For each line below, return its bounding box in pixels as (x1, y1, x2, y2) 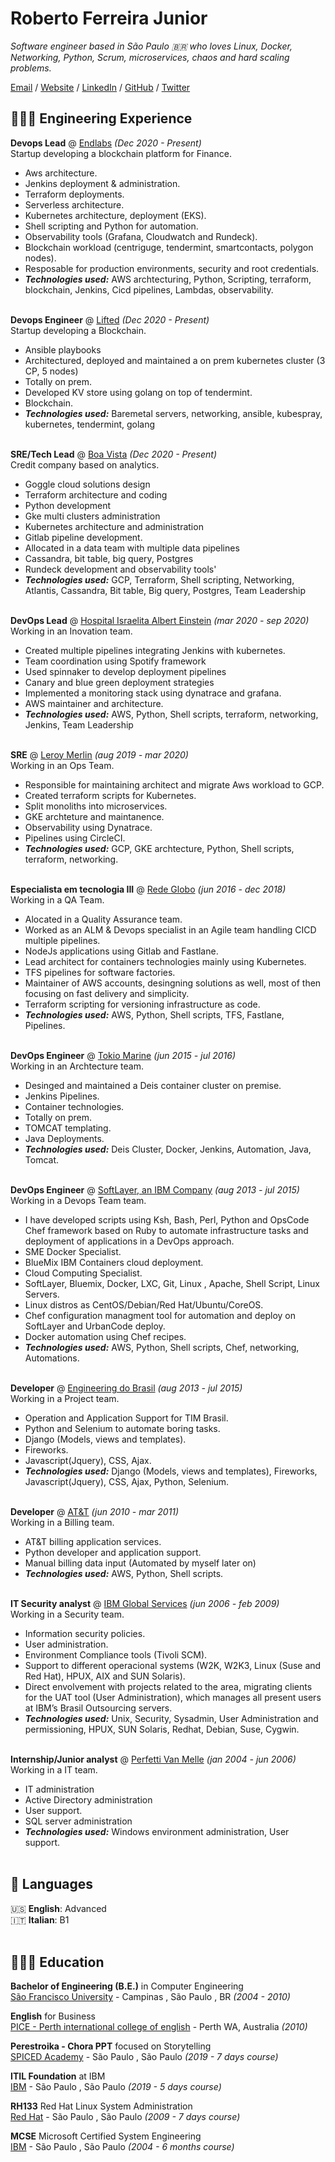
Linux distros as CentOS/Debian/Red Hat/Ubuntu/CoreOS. (24, 1298, 264, 1311)
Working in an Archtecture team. (10, 1060, 144, 1072)
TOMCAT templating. (24, 1122, 112, 1134)
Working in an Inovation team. (10, 625, 133, 637)
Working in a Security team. (10, 1608, 125, 1620)
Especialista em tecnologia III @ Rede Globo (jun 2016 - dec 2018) (10, 883, 287, 895)
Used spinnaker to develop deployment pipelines (24, 665, 227, 677)
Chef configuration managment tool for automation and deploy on (24, 1309, 296, 1321)
